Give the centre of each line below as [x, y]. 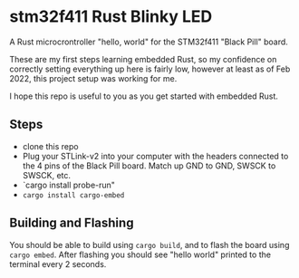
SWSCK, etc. [46, 175]
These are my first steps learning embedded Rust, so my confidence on [143, 59]
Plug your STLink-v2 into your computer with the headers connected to [155, 156]
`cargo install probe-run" [69, 185]
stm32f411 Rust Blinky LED [111, 17]
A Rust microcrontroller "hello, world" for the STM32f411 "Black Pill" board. [149, 42]
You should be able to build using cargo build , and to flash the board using [149, 244]
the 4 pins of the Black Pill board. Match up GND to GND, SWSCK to [149, 166]
